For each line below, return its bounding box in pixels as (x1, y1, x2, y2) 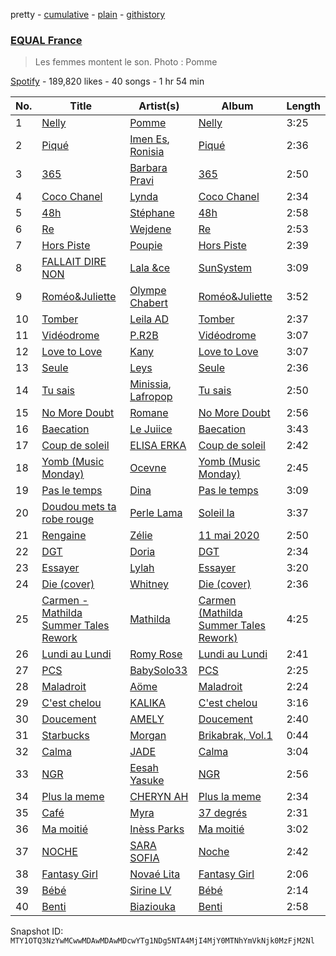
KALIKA (129, 696, 167, 710)
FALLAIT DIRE (41, 255, 107, 269)
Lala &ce (129, 261, 171, 275)
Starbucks (41, 729, 90, 743)
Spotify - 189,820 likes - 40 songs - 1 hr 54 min (10, 75, 205, 88)
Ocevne (129, 461, 167, 475)
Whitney (129, 577, 169, 591)
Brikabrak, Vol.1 (198, 729, 273, 743)
